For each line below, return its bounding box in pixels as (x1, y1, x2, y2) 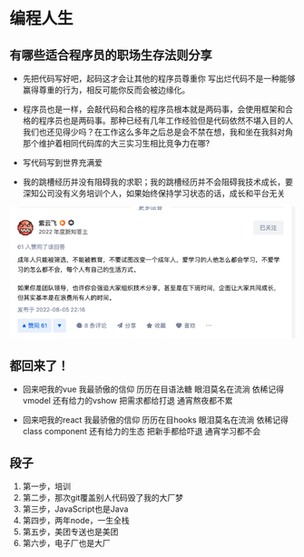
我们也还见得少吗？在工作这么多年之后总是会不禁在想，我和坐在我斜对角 (22, 126, 293, 137)
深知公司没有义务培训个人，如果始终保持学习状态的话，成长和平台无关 (22, 188, 286, 198)
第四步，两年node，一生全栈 (22, 515, 130, 526)
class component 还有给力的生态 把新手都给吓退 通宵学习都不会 (22, 426, 261, 437)
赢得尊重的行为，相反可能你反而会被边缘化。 (22, 85, 191, 95)
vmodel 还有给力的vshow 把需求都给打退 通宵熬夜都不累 (22, 395, 233, 406)
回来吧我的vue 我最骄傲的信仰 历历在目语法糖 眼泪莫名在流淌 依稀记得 (22, 383, 284, 395)
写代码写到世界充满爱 (22, 157, 103, 168)
